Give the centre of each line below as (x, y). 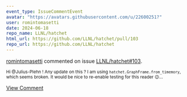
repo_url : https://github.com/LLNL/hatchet (60, 45)
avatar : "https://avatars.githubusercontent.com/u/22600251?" (84, 17)
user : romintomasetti (33, 22)
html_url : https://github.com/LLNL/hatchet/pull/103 (72, 39)
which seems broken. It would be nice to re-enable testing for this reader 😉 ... (85, 77)
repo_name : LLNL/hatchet (37, 34)
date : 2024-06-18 (27, 28)
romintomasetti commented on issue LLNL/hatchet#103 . (74, 61)
